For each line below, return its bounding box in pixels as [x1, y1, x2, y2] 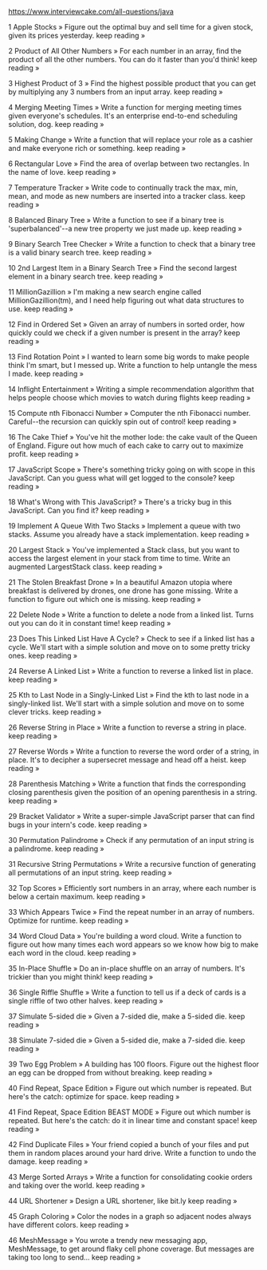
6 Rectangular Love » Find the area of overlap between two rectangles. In [8, 159, 249, 168]
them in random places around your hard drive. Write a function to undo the [8, 1149, 257, 1157]
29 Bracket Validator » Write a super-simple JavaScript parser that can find [8, 812, 255, 821]
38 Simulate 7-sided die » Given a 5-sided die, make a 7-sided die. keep [8, 1035, 245, 1045]
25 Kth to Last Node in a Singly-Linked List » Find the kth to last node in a [8, 690, 249, 699]
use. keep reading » [8, 304, 74, 314]
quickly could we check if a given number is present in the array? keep [8, 328, 241, 338]
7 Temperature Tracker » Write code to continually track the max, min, [8, 183, 238, 192]
